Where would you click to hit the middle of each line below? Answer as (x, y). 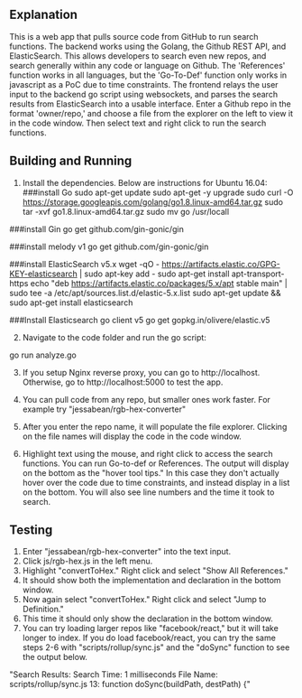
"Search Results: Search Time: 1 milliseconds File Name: (114, 675)
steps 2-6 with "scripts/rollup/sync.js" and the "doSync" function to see (156, 647)
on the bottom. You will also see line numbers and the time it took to (148, 492)
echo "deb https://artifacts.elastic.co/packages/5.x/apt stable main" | (159, 283)
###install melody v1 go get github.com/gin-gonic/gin (109, 247)
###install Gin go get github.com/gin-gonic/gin (97, 228)
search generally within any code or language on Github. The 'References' (147, 65)
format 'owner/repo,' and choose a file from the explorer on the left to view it (151, 113)
